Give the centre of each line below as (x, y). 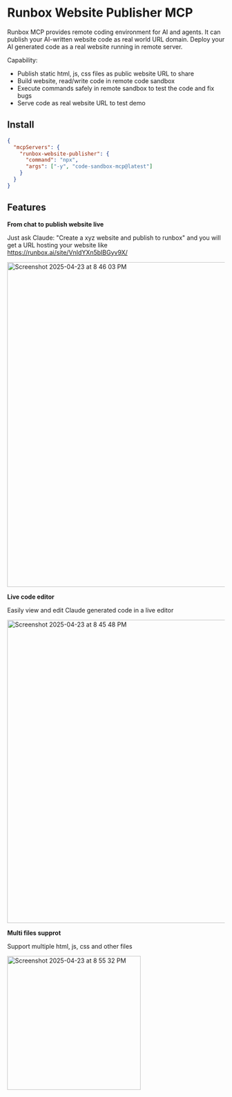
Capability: (22, 60)
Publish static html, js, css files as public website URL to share (106, 73)
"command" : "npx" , (52, 160)
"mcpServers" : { (37, 147)
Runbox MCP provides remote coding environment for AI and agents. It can (114, 32)
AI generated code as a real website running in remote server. (95, 46)
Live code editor (31, 597)
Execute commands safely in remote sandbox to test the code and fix (116, 88)
